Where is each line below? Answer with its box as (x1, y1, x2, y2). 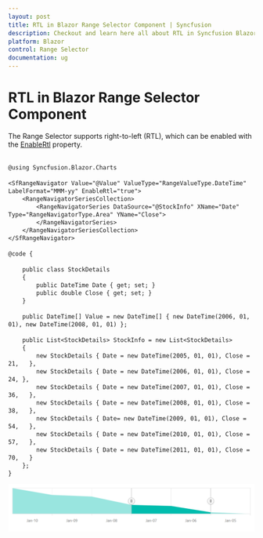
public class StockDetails (22, 265, 110, 274)
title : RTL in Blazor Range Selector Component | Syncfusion (8, 20, 212, 29)
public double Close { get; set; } (36, 289, 153, 297)
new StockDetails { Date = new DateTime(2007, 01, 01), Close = (36, 383, 250, 391)
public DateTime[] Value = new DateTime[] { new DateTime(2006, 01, (22, 312, 250, 321)
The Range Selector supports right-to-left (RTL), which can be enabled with (8, 131, 252, 140)
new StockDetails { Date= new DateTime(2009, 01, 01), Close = (36, 414, 247, 423)
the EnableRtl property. (8, 140, 82, 149)
